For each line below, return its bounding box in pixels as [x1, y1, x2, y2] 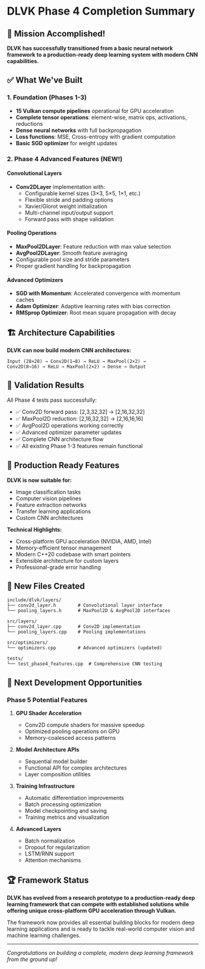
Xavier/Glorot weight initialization [24, 202, 108, 210]
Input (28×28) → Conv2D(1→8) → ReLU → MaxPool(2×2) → [7, 359, 147, 365]
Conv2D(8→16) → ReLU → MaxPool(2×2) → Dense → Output [7, 364, 147, 370]
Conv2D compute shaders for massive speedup [24, 722, 145, 729]
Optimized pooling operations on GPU [24, 728, 120, 735]
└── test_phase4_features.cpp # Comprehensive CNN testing [7, 661, 163, 667]
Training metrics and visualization [24, 813, 109, 821]
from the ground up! [7, 956, 57, 963]
